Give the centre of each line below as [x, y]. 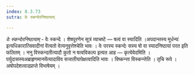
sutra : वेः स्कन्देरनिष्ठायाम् [30, 17]
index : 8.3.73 [24, 12]
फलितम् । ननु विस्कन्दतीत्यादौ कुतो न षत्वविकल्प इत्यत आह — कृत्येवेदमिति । [78, 52]
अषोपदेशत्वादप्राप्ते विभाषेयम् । [33, 66]
